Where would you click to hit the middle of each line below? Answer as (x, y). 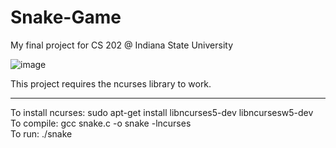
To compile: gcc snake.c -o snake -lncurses (101, 123)
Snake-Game (66, 17)
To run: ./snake (41, 133)
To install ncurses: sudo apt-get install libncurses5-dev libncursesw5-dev (162, 112)
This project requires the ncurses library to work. (111, 83)
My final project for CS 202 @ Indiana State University (122, 45)
